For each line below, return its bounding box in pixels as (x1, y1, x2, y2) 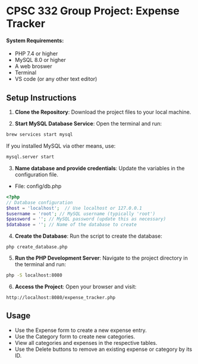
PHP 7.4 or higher (14, 50, 58, 57)
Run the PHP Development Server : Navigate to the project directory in (14, 254, 188, 262)
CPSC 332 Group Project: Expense (6, 4, 180, 18)
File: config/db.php (14, 182, 62, 189)
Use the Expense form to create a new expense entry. (14, 326, 147, 334)
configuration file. (14, 171, 58, 178)
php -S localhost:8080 (6, 272, 62, 278)
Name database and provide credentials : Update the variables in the (14, 164, 185, 172)
